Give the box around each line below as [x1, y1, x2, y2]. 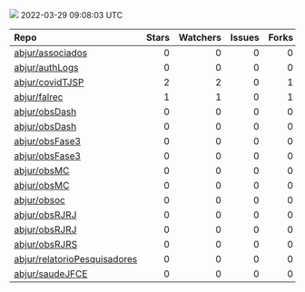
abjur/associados [14, 46, 88, 59]
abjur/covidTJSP [14, 76, 84, 88]
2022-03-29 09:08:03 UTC [20, 10, 123, 20]
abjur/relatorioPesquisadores [14, 253, 138, 265]
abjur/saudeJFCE [14, 268, 88, 280]
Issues [230, 32, 261, 44]
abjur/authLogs [14, 62, 79, 73]
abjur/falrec [14, 91, 64, 103]
